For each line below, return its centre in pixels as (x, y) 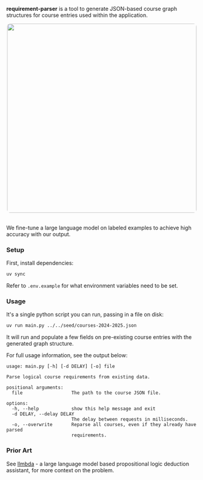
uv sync (16, 274)
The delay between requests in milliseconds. (130, 419)
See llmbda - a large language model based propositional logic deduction (98, 464)
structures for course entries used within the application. (77, 15)
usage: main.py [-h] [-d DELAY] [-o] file (61, 367)
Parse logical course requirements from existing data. (78, 377)
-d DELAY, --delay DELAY (43, 414)
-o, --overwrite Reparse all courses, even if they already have (104, 425)
